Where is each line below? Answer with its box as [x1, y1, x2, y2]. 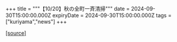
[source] [5, 30, 27, 37]
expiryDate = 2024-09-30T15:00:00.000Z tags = [52, 12, 172, 19]
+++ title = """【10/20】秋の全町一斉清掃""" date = [5, 5, 130, 12]
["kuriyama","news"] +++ [5, 18, 67, 25]
